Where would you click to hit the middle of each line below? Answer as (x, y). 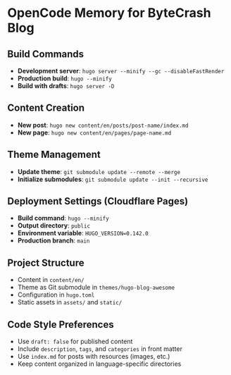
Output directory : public (54, 226)
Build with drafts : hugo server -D (66, 86)
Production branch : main (54, 240)
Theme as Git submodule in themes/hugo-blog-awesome (96, 288)
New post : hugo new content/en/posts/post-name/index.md (103, 125)
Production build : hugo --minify (65, 78)
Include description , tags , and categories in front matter (100, 349)
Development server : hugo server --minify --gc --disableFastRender (121, 71)
